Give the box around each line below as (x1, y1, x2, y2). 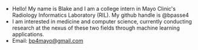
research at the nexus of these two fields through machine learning (12, 24, 180, 31)
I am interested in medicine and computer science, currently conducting (12, 18, 193, 25)
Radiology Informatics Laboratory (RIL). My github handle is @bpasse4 (12, 11, 190, 19)
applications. (12, 31, 44, 38)
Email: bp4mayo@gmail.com (12, 37, 84, 44)
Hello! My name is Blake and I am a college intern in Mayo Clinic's (12, 5, 176, 12)
